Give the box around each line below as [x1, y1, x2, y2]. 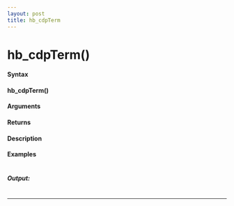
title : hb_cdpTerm [7, 17, 61, 24]
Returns [7, 118, 31, 126]
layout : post [7, 10, 45, 17]
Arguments [7, 102, 41, 110]
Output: [7, 174, 31, 182]
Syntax [7, 71, 29, 79]
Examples [7, 150, 37, 159]
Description [7, 134, 42, 142]
